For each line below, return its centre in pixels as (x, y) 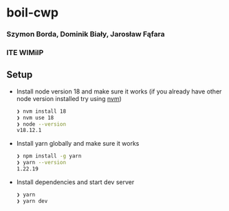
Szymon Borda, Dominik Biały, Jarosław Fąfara (86, 34)
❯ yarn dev (32, 201)
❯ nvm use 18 (35, 118)
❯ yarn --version (41, 163)
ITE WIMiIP (25, 53)
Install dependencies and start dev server (75, 182)
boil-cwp (33, 13)
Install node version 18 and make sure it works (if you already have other (119, 91)
